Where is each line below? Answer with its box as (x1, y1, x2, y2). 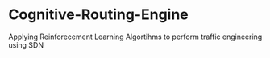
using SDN (8, 40, 44, 49)
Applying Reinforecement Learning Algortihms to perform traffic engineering (8, 32, 263, 41)
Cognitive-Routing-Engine (8, 6, 189, 24)
